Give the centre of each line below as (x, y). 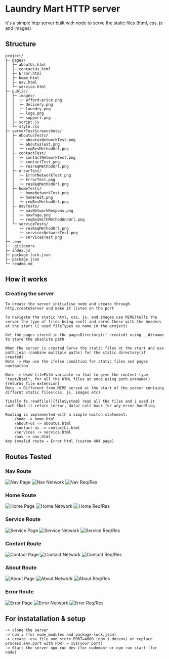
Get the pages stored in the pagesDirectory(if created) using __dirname (85, 335)
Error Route (19, 592)
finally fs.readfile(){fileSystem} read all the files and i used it (80, 402)
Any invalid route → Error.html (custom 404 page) (60, 441)
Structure (21, 44)
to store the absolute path (35, 339)
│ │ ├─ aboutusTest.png (32, 144)
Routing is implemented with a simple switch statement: (67, 415)
